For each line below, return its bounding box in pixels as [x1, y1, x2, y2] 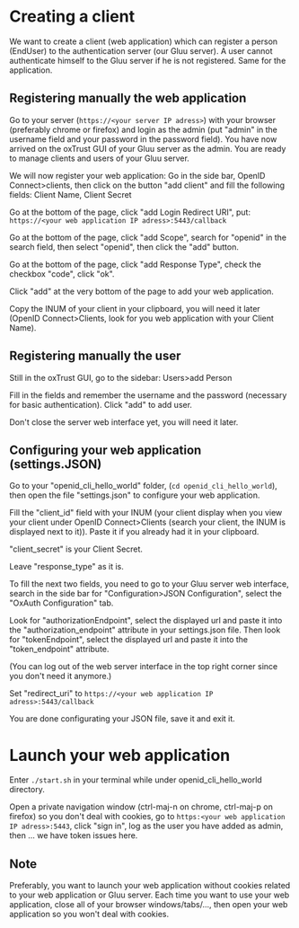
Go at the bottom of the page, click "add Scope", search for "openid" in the [9, 232, 287, 243]
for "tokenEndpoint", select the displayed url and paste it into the [9, 634, 249, 645]
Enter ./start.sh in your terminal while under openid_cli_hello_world [9, 774, 262, 785]
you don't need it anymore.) [9, 671, 112, 682]
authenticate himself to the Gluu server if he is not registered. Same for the [9, 55, 286, 66]
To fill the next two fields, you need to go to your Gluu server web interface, [9, 579, 289, 589]
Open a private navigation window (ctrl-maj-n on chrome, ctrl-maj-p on [9, 801, 274, 812]
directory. [9, 784, 45, 795]
